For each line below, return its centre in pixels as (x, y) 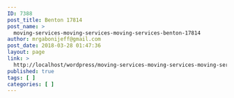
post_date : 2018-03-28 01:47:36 (54, 46)
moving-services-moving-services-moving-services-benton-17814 (107, 33)
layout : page (26, 52)
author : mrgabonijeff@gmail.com (54, 39)
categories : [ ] (31, 84)
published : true (31, 71)
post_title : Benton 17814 (45, 20)
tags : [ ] (22, 78)
